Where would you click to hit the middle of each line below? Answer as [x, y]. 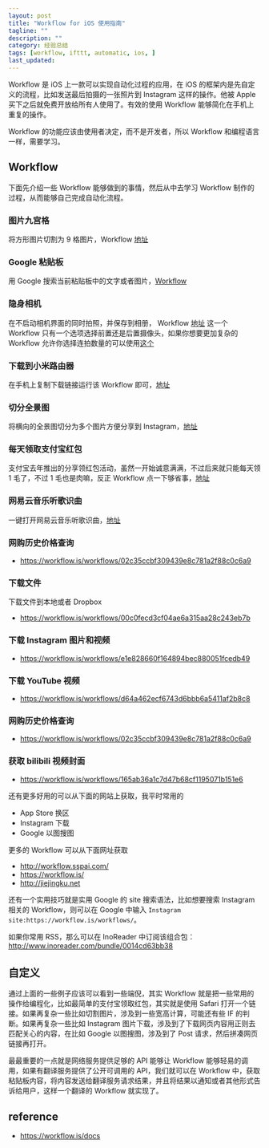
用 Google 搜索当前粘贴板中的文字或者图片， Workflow [98, 281]
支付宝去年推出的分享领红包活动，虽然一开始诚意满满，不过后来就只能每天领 [134, 468]
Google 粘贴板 [36, 262]
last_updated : [32, 61]
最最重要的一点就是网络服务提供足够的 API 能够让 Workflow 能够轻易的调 [128, 1061]
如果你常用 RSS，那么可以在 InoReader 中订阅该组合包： [102, 936]
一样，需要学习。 [36, 141]
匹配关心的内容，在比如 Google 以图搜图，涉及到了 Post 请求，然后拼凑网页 [133, 1034]
